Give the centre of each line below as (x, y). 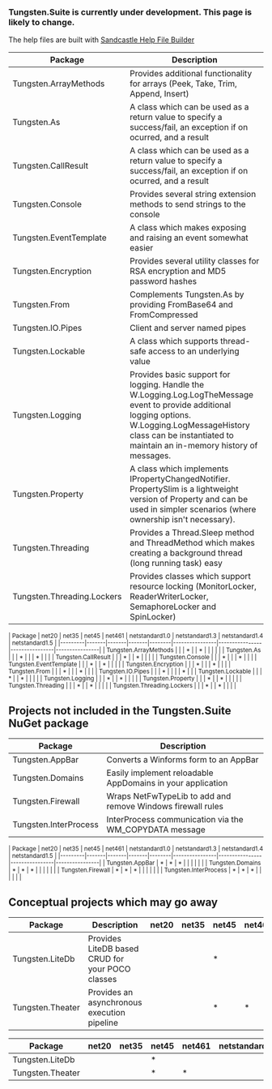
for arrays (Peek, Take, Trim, (183, 84)
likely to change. (42, 22)
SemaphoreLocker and (173, 607)
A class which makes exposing (188, 228)
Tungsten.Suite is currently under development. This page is (130, 12)
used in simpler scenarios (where (193, 509)
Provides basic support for (180, 375)
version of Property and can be (189, 499)
